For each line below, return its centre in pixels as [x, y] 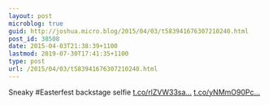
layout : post [30, 16]
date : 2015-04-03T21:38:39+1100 [63, 46]
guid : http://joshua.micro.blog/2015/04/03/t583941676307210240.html [129, 31]
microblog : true [36, 24]
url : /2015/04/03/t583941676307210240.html [83, 69]
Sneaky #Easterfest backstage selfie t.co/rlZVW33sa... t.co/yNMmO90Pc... [134, 92]
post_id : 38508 [34, 39]
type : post [27, 62]
